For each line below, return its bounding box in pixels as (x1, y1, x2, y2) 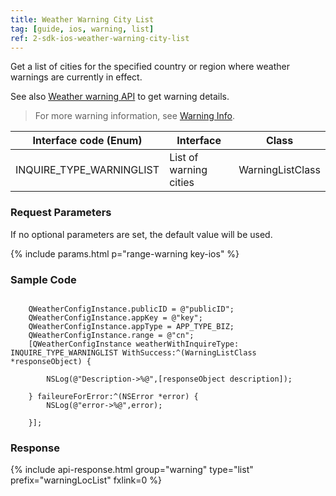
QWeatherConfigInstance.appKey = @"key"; (28, 312, 203, 323)
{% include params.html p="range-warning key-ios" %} (10, 247, 240, 260)
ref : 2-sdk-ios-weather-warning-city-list (10, 33, 190, 43)
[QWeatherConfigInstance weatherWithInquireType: (28, 339, 240, 349)
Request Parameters (10, 206, 112, 220)
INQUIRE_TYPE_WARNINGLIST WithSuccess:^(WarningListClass (10, 347, 257, 358)
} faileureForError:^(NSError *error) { (28, 391, 199, 401)
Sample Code (10, 272, 77, 286)
